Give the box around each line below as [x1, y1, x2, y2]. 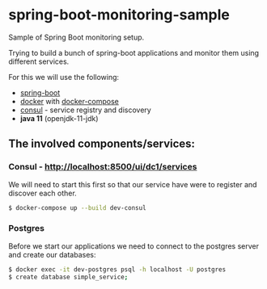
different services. [8, 57, 70, 66]
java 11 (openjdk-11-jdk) [19, 113, 99, 123]
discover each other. [8, 188, 77, 198]
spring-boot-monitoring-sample [8, 6, 231, 24]
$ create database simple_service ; [8, 273, 129, 281]
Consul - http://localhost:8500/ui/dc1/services [8, 161, 197, 173]
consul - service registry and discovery [19, 105, 151, 115]
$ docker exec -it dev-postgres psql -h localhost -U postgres [8, 265, 227, 274]
